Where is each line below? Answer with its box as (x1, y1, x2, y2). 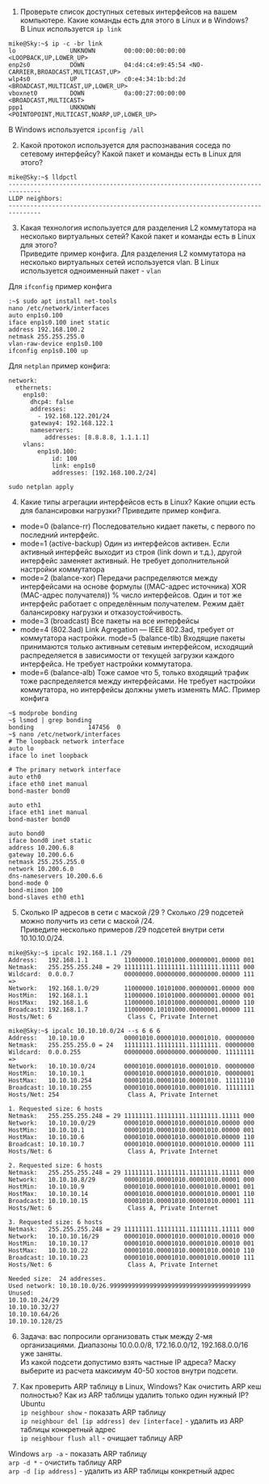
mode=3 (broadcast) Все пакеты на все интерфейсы (19, 616, 200, 626)
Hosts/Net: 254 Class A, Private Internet (8, 1091, 219, 1099)
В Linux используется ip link (19, 24, 122, 33)
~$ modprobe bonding (8, 709, 78, 717)
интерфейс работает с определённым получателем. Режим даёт (19, 599, 245, 608)
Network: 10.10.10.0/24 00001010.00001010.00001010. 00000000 (8, 1062, 254, 1070)
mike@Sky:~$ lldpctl (8, 173, 78, 181)
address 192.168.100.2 (8, 325, 85, 334)
